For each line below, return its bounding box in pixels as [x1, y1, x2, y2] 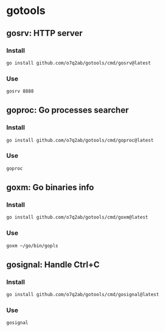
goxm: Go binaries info [6, 182, 94, 192]
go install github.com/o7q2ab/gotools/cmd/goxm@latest [6, 214, 149, 221]
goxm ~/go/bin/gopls [6, 242, 59, 249]
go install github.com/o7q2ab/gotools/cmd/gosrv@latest [6, 60, 151, 66]
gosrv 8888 [6, 88, 34, 94]
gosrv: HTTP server [6, 28, 83, 38]
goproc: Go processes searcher [6, 105, 129, 116]
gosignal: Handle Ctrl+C [6, 260, 100, 270]
